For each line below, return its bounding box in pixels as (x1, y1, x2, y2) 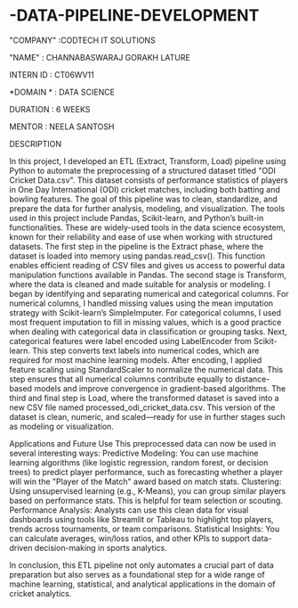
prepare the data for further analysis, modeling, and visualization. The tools (9, 202, 286, 214)
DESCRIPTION (9, 138, 62, 149)
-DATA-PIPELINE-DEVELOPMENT (9, 5, 260, 26)
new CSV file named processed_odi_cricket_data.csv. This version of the (9, 402, 276, 413)
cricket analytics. (9, 587, 72, 598)
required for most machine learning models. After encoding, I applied (9, 354, 262, 366)
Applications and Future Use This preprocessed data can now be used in (9, 438, 277, 448)
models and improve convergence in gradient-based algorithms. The (34, 382, 286, 393)
